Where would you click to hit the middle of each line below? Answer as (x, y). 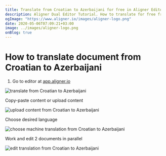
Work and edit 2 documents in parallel (44, 138)
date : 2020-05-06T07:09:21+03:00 (40, 23)
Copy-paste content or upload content (44, 100)
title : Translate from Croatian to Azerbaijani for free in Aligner (77, 10)
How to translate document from (73, 57)
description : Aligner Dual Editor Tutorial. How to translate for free (80, 14)
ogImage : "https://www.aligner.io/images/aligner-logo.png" (68, 19)
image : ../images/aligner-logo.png (42, 28)
